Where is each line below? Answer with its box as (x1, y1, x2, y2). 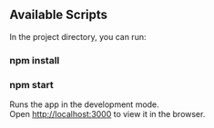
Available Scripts (9, 7, 107, 23)
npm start (9, 78, 55, 91)
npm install (9, 54, 60, 66)
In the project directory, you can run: (9, 31, 147, 42)
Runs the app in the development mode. (9, 99, 159, 110)
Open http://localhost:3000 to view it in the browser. (9, 109, 206, 120)
